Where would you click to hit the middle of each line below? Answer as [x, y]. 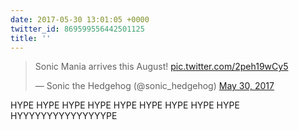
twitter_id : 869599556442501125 [77, 29]
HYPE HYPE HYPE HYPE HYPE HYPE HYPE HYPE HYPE [125, 105]
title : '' [31, 38]
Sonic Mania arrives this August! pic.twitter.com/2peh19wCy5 [161, 67]
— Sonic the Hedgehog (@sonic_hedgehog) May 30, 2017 [154, 86]
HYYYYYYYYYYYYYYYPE [64, 116]
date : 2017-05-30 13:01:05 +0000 [80, 19]
